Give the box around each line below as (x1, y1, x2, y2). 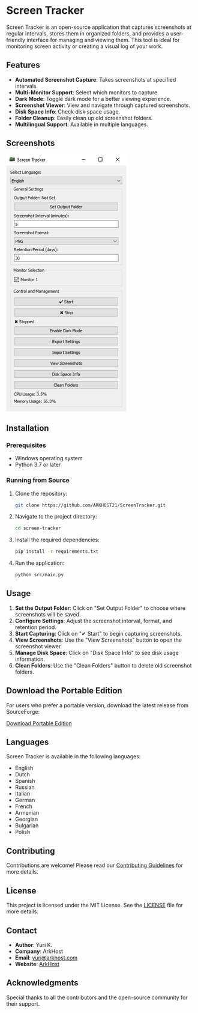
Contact (6, 925, 37, 935)
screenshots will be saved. (14, 610, 81, 618)
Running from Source (6, 476, 70, 484)
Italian (14, 790, 31, 797)
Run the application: (14, 559, 65, 567)
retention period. (14, 623, 56, 631)
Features (6, 60, 40, 70)
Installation (6, 423, 49, 433)
